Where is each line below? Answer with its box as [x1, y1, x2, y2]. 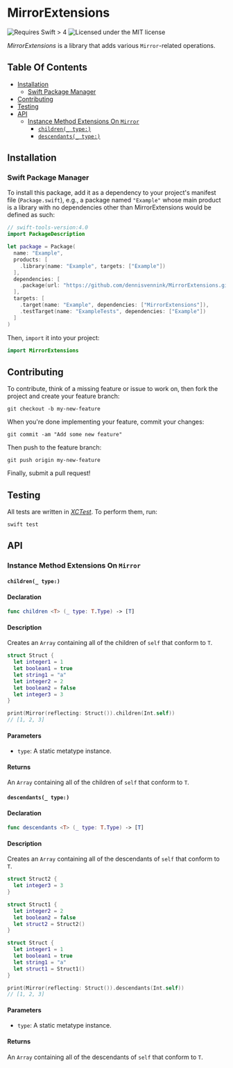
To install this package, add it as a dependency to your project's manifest [7, 189, 216, 197]
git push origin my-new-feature [7, 457, 101, 464]
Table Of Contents [7, 61, 88, 74]
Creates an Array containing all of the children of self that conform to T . [7, 639, 213, 647]
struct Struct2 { [7, 875, 58, 883]
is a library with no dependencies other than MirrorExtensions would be [7, 203, 212, 212]
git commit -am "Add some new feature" [7, 431, 123, 438]
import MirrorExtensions [7, 346, 79, 354]
